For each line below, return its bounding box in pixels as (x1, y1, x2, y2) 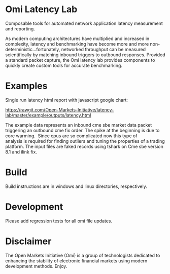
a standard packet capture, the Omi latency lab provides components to (5, 57, 155, 63)
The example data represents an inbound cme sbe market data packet (5, 122, 152, 128)
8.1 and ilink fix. (5, 148, 37, 155)
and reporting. (5, 25, 36, 31)
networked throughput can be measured (61, 46, 146, 52)
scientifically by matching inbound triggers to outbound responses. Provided (5, 52, 165, 58)
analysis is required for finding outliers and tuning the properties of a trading (5, 138, 165, 144)
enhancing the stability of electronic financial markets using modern (5, 257, 148, 264)
